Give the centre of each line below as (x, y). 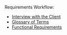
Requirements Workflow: (29, 7)
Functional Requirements (37, 27)
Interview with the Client (36, 17)
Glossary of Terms (30, 22)
